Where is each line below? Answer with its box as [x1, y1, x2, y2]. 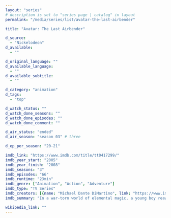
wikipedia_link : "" [5, 205, 47, 210]
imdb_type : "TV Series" [5, 186, 56, 191]
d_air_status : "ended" [5, 129, 53, 135]
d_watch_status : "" [5, 106, 47, 111]
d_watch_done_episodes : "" [5, 116, 63, 121]
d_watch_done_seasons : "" [5, 111, 60, 116]
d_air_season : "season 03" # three [5, 134, 81, 140]
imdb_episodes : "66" [5, 172, 49, 177]
